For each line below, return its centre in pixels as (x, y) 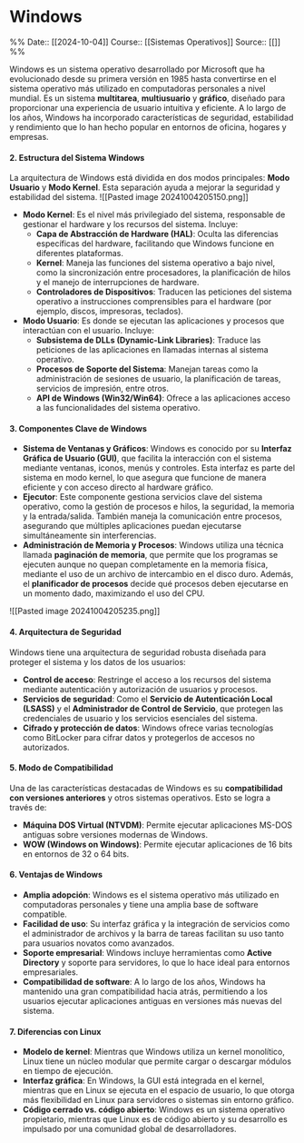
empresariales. (50, 972)
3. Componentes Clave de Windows (78, 428)
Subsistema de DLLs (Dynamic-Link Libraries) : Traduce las (148, 340)
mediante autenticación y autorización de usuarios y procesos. (140, 689)
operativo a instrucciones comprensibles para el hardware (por (154, 302)
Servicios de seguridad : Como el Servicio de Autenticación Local (147, 699)
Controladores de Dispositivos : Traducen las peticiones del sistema (164, 292)
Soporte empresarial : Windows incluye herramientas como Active (147, 952)
